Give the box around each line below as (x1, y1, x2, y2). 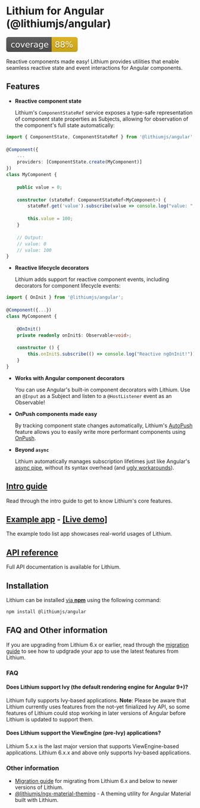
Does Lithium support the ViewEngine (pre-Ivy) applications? (6, 729, 161, 736)
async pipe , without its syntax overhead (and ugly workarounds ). (14, 464, 174, 471)
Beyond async (14, 446, 49, 453)
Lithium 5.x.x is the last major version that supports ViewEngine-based (6, 743, 179, 750)
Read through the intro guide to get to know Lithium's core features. (6, 497, 173, 504)
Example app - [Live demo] (6, 514, 108, 525)
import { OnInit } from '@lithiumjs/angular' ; (6, 294, 124, 301)
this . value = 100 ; (27, 216, 73, 222)
